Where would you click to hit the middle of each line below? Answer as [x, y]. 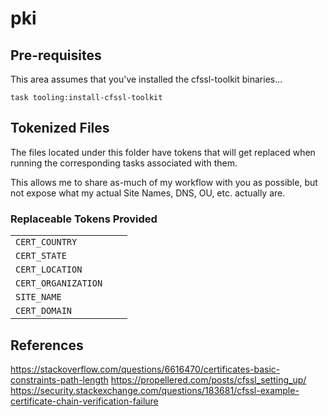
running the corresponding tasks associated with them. [124, 163]
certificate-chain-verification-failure [84, 401]
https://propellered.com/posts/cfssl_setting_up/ [208, 379]
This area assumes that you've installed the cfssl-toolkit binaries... [146, 79]
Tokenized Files [60, 128]
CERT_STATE [41, 256]
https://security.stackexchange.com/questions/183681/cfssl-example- [155, 390]
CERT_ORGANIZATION [59, 283]
